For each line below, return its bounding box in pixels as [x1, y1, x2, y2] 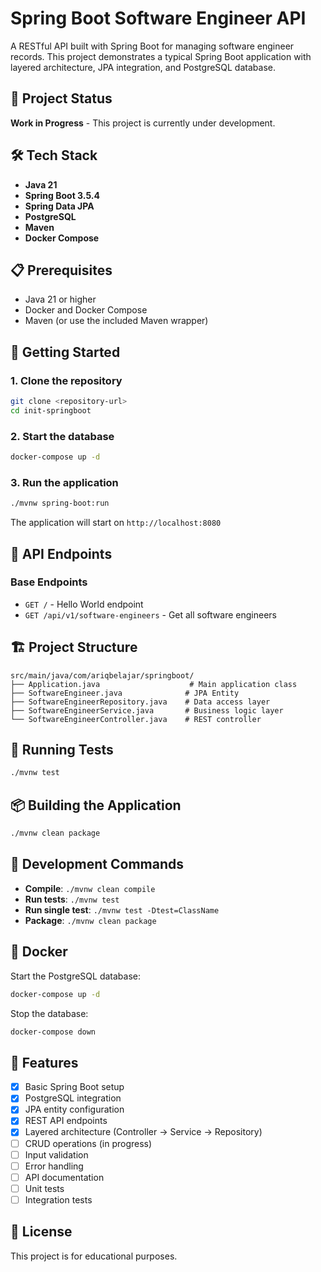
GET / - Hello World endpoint [24, 598, 144, 610]
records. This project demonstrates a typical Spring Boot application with [10, 50, 312, 62]
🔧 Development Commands [10, 856, 184, 873]
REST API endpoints [24, 1115, 108, 1127]
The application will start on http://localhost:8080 [10, 517, 222, 529]
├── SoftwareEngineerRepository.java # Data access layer [10, 697, 271, 707]
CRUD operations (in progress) [24, 1137, 153, 1149]
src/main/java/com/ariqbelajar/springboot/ [10, 670, 195, 681]
